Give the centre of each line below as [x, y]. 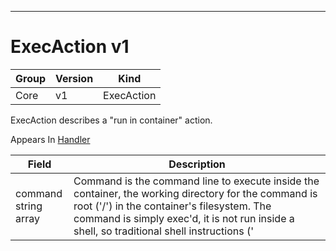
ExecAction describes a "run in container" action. [111, 120]
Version [74, 78]
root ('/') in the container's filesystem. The [172, 206]
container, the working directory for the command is [195, 193]
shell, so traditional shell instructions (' [164, 231]
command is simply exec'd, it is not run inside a [184, 218]
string [29, 206]
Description [197, 164]
